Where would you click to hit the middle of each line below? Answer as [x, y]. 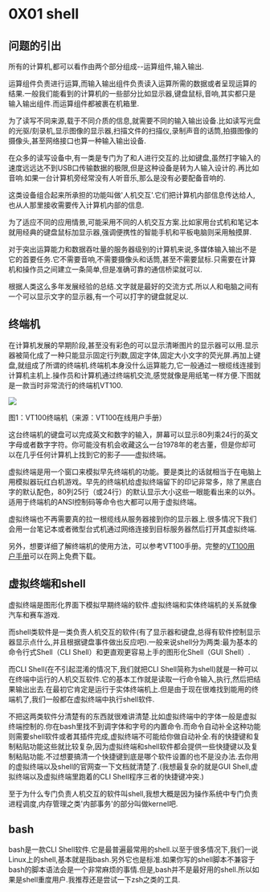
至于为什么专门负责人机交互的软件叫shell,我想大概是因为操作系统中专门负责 [133, 793]
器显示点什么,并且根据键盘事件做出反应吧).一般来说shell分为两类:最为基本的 [133, 642]
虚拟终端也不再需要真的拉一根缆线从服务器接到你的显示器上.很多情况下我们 [133, 518]
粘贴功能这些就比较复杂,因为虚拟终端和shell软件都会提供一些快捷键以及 [133, 746]
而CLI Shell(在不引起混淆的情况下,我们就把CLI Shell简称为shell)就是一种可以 [133, 669]
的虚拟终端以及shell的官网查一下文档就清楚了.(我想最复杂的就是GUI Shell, [130, 766]
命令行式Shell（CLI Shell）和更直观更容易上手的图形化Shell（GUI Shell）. [129, 652]
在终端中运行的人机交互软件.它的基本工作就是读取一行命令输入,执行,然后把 [131, 679]
